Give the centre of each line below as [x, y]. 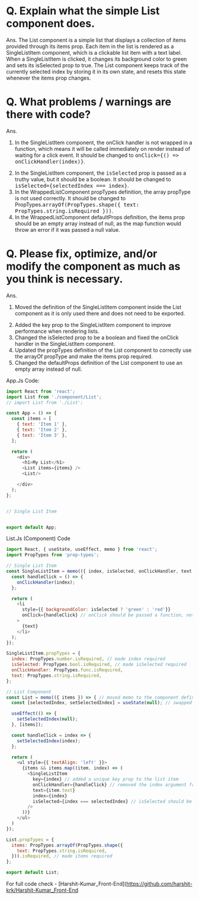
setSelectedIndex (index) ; [49, 741]
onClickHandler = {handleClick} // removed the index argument [109, 785]
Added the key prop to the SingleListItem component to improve [93, 324]
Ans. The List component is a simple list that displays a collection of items [96, 40]
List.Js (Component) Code [38, 538]
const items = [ [31, 419]
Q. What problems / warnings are [89, 102]
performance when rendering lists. [57, 331]
